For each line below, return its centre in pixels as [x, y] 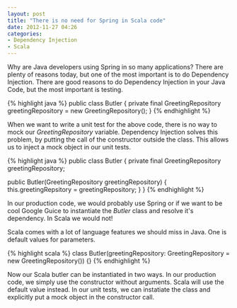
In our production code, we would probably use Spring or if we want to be [115, 203]
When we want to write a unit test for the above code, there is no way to [112, 124]
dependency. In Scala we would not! [60, 218]
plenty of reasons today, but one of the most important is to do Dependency [118, 74]
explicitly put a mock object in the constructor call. [81, 297]
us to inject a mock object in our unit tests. [69, 147]
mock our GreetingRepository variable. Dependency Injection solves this [112, 132]
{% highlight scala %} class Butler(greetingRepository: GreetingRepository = [118, 253]
